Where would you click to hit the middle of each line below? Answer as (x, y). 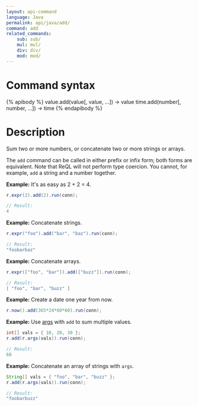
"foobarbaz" (21, 250)
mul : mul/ (29, 45)
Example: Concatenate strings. (44, 223)
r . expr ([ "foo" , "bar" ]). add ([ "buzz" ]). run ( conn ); (69, 272)
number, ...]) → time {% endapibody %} (54, 108)
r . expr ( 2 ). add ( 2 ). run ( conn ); (42, 195)
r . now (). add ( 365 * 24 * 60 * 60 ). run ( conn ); (54, 311)
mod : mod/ (29, 56)
